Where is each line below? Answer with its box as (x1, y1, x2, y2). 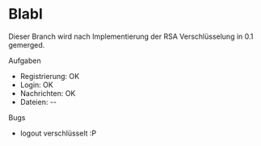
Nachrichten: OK (19, 88, 76, 98)
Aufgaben (8, 56, 42, 65)
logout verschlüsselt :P (19, 128, 97, 138)
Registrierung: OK (19, 71, 80, 81)
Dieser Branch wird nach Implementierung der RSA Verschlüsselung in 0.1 (8, 31, 254, 41)
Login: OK (19, 80, 54, 90)
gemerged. (8, 40, 45, 49)
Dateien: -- (19, 97, 57, 106)
